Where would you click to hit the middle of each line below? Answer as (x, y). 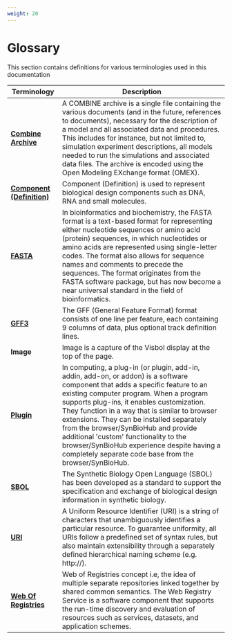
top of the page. (88, 356)
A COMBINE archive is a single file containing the (141, 103)
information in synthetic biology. (114, 499)
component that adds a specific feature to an (135, 384)
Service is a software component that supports (138, 600)
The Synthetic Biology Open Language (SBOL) (137, 474)
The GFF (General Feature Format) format (129, 310)
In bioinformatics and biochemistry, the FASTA (137, 212)
